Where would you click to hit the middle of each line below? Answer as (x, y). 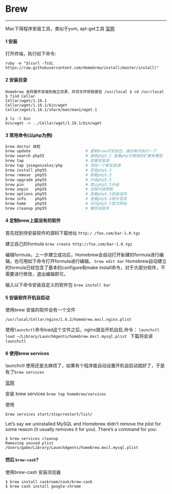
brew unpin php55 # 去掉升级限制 (59, 189)
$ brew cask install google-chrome (43, 486)
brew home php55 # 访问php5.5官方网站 (66, 204)
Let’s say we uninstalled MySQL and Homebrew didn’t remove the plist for (83, 424)
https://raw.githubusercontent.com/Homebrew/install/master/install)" (82, 68)
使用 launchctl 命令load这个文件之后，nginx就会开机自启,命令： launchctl (82, 330)
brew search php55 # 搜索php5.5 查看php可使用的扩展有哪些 (84, 156)
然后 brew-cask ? (22, 460)
